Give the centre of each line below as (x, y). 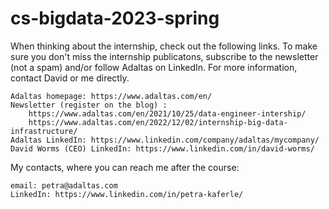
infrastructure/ (44, 131)
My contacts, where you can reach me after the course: (125, 167)
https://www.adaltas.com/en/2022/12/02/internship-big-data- (158, 122)
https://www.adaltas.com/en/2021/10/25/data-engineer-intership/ (167, 113)
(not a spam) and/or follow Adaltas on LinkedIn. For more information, (154, 67)
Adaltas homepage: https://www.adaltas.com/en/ (111, 96)
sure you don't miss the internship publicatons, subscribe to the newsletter (164, 56)
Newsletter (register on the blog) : (89, 105)
